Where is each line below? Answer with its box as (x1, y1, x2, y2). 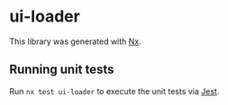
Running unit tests (9, 62, 114, 77)
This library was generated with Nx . (9, 36, 141, 47)
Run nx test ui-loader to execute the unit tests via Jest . (9, 85, 220, 96)
